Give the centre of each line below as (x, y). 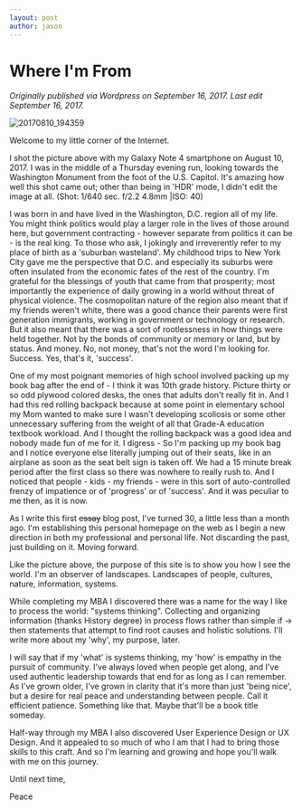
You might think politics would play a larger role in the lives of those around (149, 224)
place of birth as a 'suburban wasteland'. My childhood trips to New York (145, 252)
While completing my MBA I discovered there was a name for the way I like (148, 602)
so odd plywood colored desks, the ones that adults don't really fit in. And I (149, 395)
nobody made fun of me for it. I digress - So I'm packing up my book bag (145, 443)
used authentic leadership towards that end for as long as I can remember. (148, 677)
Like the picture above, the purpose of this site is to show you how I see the (150, 565)
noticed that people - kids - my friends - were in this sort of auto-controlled (150, 481)
